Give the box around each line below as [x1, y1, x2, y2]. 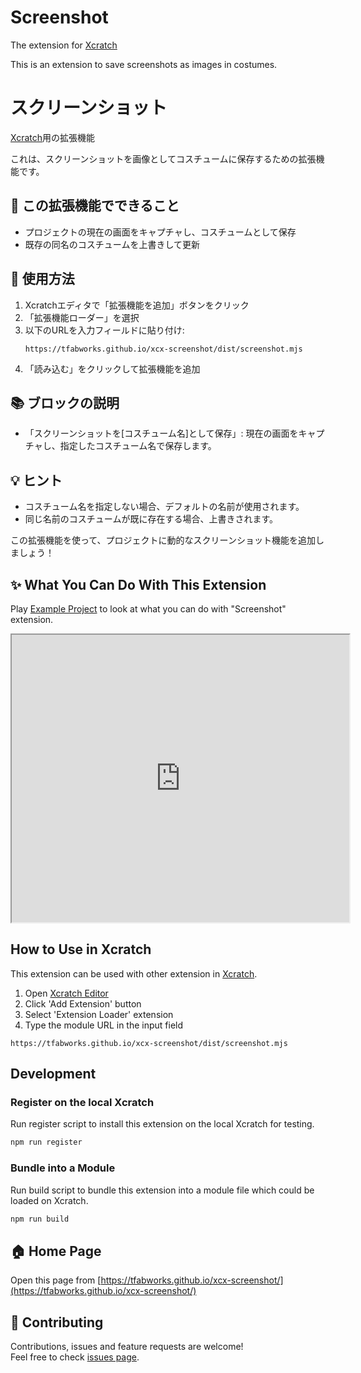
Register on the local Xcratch [10, 1096, 155, 1110]
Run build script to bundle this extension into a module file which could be [10, 1184, 315, 1196]
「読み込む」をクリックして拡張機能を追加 [24, 362, 201, 375]
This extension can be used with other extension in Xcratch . [10, 967, 258, 980]
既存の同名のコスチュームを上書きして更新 [24, 238, 200, 250]
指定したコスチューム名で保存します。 [59, 440, 217, 452]
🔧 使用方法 [10, 271, 75, 288]
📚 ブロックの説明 [10, 394, 120, 411]
